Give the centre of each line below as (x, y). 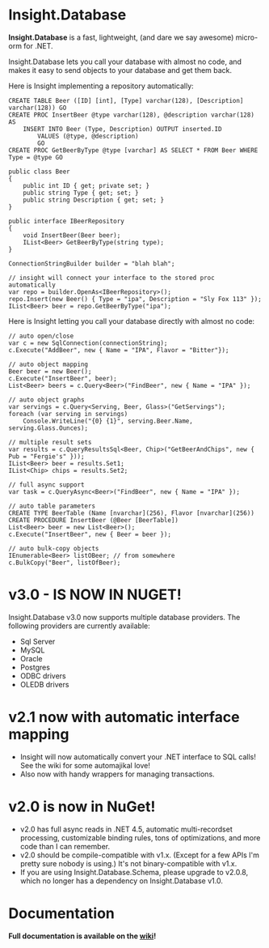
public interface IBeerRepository (67, 221)
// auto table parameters (52, 506)
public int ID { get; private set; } (86, 185)
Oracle (31, 658)
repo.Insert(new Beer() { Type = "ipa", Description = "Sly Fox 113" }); (135, 299)
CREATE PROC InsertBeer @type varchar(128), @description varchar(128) (131, 115)
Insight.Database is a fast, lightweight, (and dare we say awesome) (121, 37)
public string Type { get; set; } (81, 193)
